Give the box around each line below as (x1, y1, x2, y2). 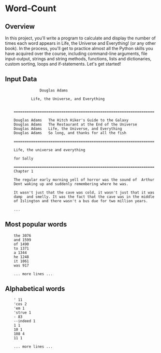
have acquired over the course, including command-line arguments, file (5, 51, 147, 56)
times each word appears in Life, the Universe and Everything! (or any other (5, 40, 156, 46)
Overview (5, 22, 35, 31)
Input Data (5, 75, 37, 83)
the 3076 (14, 233, 31, 238)
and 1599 (14, 237, 31, 242)
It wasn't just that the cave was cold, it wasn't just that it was (14, 190, 155, 195)
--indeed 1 (14, 319, 36, 324)
